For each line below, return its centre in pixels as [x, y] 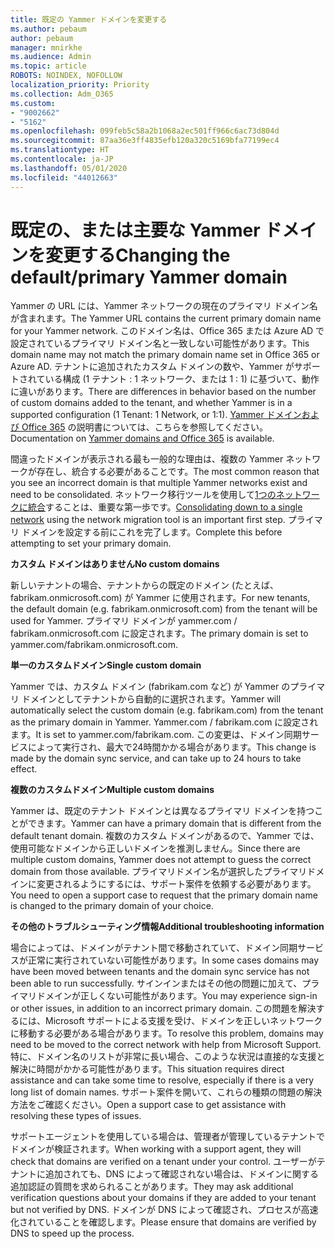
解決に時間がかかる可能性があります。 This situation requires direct [147, 1069]
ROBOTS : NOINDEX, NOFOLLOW [66, 76]
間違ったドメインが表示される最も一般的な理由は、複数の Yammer [147, 459]
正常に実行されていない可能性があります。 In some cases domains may [173, 960]
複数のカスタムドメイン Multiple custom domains [112, 790]
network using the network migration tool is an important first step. [148, 520]
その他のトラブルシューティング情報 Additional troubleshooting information [167, 927]
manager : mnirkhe [46, 47]
